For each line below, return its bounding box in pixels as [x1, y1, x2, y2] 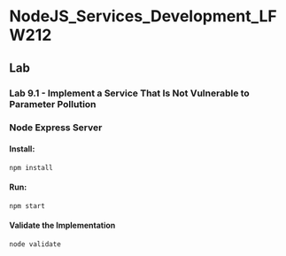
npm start [9, 201, 46, 210]
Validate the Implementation [9, 220, 116, 231]
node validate [9, 240, 62, 249]
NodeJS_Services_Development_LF [9, 6, 277, 27]
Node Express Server [9, 121, 103, 134]
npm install [9, 163, 53, 172]
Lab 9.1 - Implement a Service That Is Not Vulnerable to [9, 87, 250, 99]
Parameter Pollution [9, 97, 97, 110]
